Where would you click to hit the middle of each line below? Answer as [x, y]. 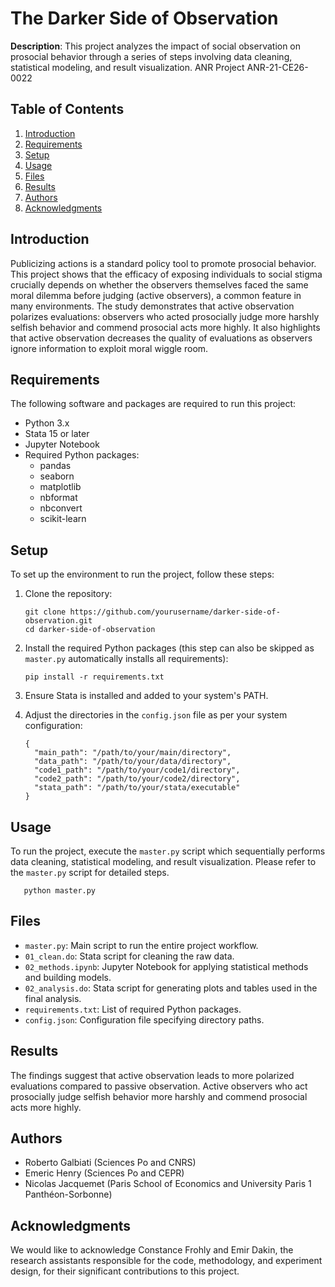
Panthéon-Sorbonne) [68, 1194]
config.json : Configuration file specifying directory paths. [144, 1019]
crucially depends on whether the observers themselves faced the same [159, 284]
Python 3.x [47, 423]
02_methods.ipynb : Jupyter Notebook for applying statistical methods [166, 966]
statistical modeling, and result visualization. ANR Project [127, 67]
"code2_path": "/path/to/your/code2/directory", [137, 779]
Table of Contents [67, 109]
